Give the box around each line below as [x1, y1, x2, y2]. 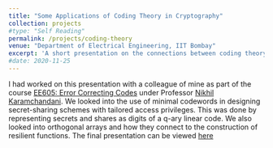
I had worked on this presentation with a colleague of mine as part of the [8, 78, 252, 89]
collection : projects [8, 19, 82, 27]
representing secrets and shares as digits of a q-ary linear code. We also [8, 113, 252, 123]
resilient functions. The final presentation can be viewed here [8, 130, 214, 140]
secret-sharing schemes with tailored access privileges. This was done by [8, 104, 258, 114]
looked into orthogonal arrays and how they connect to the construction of [8, 122, 258, 132]
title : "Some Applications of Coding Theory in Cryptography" [8, 11, 223, 20]
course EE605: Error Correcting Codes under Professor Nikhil [8, 87, 214, 97]
